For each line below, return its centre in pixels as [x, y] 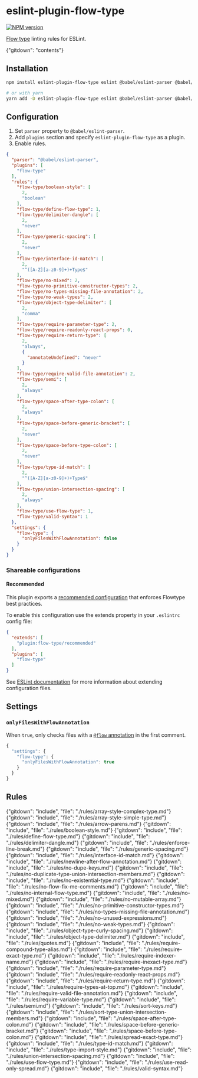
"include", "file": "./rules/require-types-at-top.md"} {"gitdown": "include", [95, 986]
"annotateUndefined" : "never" [64, 357]
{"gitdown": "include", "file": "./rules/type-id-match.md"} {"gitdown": [90, 1043]
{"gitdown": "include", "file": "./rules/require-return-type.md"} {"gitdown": [96, 981]
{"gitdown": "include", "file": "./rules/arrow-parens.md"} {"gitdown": [89, 824]
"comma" [31, 313]
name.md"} [20, 962]
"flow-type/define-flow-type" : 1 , [59, 209]
